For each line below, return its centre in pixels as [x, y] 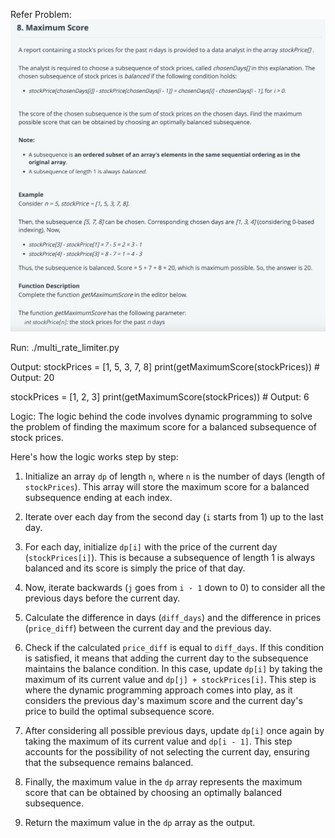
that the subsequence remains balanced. [109, 762]
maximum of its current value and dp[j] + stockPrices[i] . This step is [170, 679]
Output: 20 [32, 377]
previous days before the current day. [102, 598]
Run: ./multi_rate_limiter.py [65, 347]
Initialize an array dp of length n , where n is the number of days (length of [175, 476]
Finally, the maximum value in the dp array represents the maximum [163, 781]
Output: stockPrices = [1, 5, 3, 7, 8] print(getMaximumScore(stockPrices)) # [165, 366]
